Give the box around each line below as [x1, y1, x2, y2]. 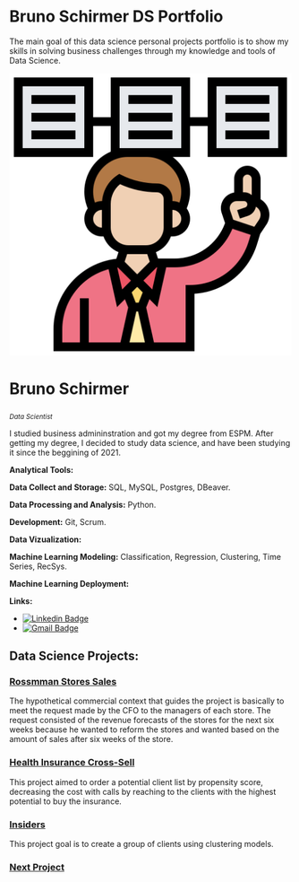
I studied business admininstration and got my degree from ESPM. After [9, 428, 274, 439]
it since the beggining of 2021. [9, 447, 121, 458]
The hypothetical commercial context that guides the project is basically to [9, 695, 285, 706]
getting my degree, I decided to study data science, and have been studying [9, 437, 291, 448]
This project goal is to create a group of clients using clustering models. [9, 838, 275, 849]
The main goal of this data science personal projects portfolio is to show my [9, 36, 289, 47]
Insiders [9, 818, 47, 831]
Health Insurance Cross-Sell [9, 756, 135, 769]
